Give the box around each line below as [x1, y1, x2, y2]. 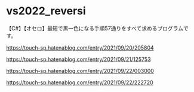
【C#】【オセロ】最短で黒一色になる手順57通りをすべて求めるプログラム [6, 24, 184, 32]
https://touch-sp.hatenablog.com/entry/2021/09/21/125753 [6, 56, 151, 63]
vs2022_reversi [6, 4, 87, 18]
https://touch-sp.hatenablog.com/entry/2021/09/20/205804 [6, 44, 154, 51]
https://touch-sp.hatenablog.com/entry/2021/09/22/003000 [6, 67, 154, 74]
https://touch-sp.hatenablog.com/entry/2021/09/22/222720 [6, 79, 153, 86]
